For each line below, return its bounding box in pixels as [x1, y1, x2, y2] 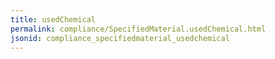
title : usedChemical [10, 14, 97, 25]
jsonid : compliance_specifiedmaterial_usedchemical [10, 33, 230, 43]
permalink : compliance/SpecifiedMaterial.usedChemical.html [10, 24, 267, 34]
